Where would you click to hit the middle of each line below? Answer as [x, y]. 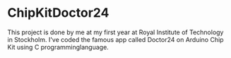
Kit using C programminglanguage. [58, 47]
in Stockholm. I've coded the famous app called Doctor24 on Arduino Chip [115, 39]
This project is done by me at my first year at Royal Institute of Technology [115, 32]
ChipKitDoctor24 [58, 13]
